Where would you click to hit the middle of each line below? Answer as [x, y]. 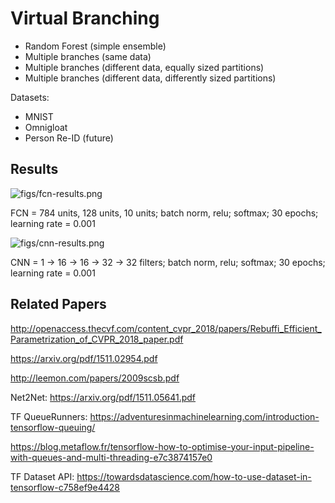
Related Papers [58, 304]
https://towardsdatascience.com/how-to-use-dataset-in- [194, 476]
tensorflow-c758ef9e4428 [65, 487]
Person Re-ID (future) [69, 138]
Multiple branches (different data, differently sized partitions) [150, 78]
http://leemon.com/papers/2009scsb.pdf [95, 378]
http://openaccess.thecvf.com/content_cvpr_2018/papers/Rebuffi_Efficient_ [166, 328]
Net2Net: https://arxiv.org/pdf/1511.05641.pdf [103, 397]
